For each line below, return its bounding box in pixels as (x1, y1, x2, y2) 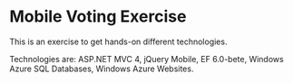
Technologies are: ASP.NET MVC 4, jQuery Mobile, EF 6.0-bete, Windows (9, 53, 284, 64)
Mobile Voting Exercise (9, 6, 187, 27)
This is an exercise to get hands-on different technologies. (9, 36, 228, 47)
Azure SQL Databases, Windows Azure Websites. (9, 63, 194, 74)
